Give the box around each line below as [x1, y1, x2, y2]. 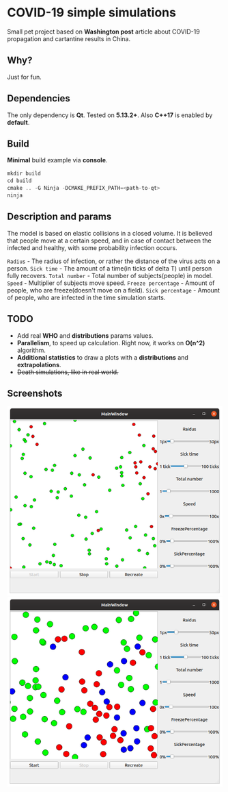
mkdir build [7, 170, 41, 177]
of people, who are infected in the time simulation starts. [7, 293, 166, 301]
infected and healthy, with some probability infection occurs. [7, 243, 177, 251]
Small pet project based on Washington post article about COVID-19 [7, 27, 200, 36]
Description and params [7, 211, 112, 223]
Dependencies [7, 92, 70, 104]
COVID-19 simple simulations [7, 5, 176, 21]
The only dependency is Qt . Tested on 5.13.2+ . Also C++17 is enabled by [7, 111, 213, 119]
